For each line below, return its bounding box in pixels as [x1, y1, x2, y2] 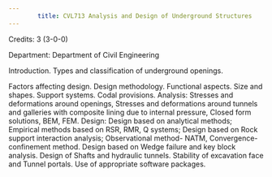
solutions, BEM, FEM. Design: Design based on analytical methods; [8, 115, 233, 126]
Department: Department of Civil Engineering [8, 50, 160, 59]
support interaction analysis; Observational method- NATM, [8, 133, 209, 143]
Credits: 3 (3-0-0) [8, 34, 69, 44]
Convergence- [209, 133, 258, 143]
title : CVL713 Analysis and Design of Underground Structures [37, 11, 253, 20]
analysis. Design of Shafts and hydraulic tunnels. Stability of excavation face [8, 150, 264, 160]
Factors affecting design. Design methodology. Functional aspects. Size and [8, 81, 263, 91]
